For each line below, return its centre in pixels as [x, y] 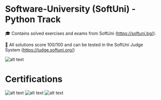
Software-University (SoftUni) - [70, 9]
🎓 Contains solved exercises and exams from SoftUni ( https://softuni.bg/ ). [81, 33]
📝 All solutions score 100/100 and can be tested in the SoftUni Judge [74, 45]
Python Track [33, 19]
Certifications [34, 79]
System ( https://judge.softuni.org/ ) [40, 50]
